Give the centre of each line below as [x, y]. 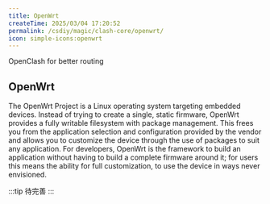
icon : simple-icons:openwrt [56, 38]
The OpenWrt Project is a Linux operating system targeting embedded [125, 106]
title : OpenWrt [34, 16]
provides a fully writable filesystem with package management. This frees [131, 123]
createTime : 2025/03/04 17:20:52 [64, 23]
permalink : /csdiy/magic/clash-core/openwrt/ [86, 31]
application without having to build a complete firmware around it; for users [133, 157]
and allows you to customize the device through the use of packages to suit [134, 140]
